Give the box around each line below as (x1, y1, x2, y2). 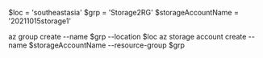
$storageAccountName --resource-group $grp (28, 40, 186, 50)
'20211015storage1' (8, 16, 71, 26)
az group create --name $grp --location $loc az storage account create (8, 32, 247, 41)
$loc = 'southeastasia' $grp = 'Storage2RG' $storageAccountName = (8, 8, 240, 17)
